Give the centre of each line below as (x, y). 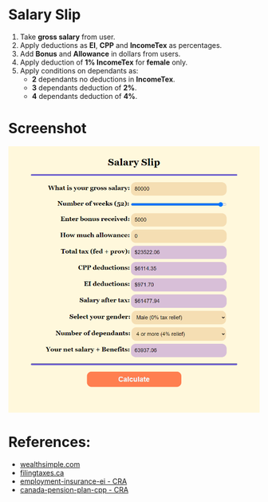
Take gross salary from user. (67, 37)
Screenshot (47, 128)
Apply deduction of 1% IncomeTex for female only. (104, 62)
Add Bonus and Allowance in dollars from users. (100, 53)
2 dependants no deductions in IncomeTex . (103, 79)
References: (49, 443)
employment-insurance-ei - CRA (73, 481)
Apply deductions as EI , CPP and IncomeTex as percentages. (121, 45)
